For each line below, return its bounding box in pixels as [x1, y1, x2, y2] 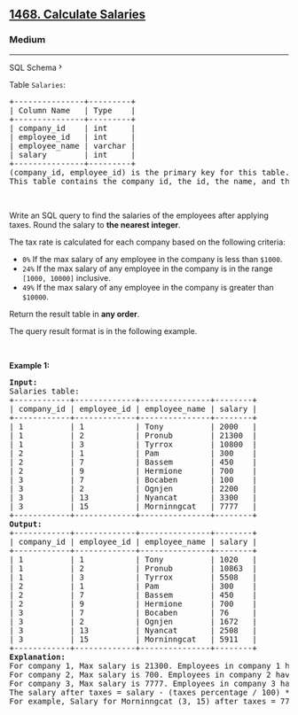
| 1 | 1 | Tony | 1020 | [9, 554, 257, 564]
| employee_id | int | [9, 132, 136, 142]
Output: [9, 518, 43, 529]
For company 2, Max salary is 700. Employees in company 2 [9, 669, 272, 680]
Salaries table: [9, 385, 80, 396]
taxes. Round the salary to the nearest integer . [9, 219, 181, 229]
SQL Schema [9, 62, 58, 73]
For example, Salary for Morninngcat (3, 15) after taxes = [9, 696, 277, 706]
